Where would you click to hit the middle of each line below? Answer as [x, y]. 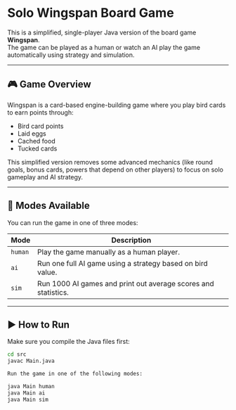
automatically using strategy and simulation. [71, 55]
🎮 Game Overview [49, 85]
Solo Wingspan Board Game [91, 13]
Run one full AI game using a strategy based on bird [123, 263]
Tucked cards [37, 148]
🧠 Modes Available [48, 206]
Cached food [36, 141]
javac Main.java [31, 361]
